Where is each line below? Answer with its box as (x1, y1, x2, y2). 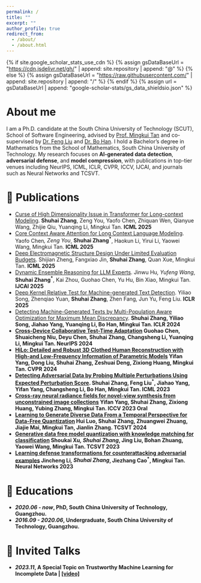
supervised (6, 137, 34, 145)
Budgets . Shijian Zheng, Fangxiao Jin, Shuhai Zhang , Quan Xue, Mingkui (14, 256, 195, 263)
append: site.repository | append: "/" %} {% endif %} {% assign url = (6, 77, 177, 85)
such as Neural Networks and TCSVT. (6, 169, 100, 177)
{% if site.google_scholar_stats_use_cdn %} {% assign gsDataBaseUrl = (6, 58, 184, 66)
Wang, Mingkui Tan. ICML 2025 (14, 244, 94, 251)
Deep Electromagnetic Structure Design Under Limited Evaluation (14, 250, 177, 257)
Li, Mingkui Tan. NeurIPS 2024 (14, 340, 93, 347)
